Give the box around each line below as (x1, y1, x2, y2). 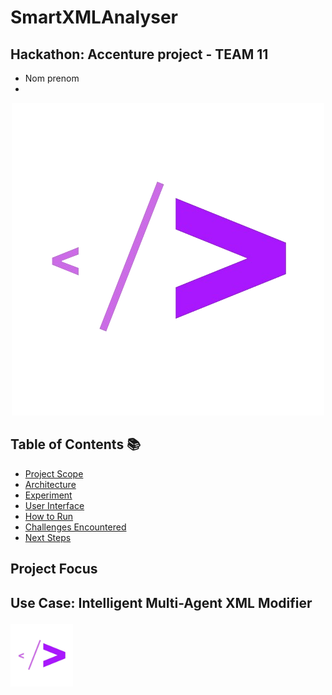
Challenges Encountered (24, 521, 127, 533)
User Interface (24, 499, 85, 511)
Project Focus (10, 561, 98, 578)
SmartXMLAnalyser (10, 6, 179, 29)
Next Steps (24, 531, 72, 543)
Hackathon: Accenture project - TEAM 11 (10, 46, 269, 63)
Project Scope (24, 467, 84, 480)
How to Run (24, 510, 74, 522)
